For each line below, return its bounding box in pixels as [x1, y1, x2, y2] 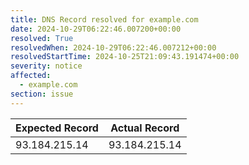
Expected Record [15, 121, 99, 135]
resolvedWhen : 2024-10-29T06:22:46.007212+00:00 [10, 42, 217, 53]
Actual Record [110, 121, 180, 135]
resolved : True [10, 33, 74, 43]
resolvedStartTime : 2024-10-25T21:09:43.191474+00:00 [10, 52, 240, 62]
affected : [10, 71, 52, 81]
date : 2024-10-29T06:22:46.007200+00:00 [10, 24, 182, 34]
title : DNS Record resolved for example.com [10, 14, 199, 25]
